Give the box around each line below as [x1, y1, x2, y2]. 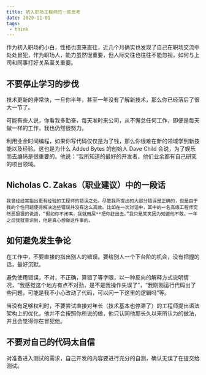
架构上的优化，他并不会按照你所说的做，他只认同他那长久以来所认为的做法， [6, 309, 200, 317]
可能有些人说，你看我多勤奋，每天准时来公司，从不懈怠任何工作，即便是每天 [6, 117, 200, 124]
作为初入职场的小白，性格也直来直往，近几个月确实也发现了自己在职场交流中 [6, 44, 200, 51]
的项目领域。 [6, 161, 39, 168]
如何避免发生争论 [6, 235, 71, 246]
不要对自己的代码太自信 [6, 337, 95, 347]
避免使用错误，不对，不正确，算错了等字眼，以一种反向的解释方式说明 [6, 273, 184, 281]
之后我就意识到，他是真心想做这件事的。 [6, 217, 93, 224]
